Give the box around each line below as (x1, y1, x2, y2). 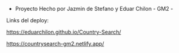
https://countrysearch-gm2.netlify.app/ (6, 40, 104, 47)
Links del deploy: (6, 17, 49, 23)
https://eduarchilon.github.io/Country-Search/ (6, 28, 121, 36)
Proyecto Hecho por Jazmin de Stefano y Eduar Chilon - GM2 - (15, 5, 174, 12)
